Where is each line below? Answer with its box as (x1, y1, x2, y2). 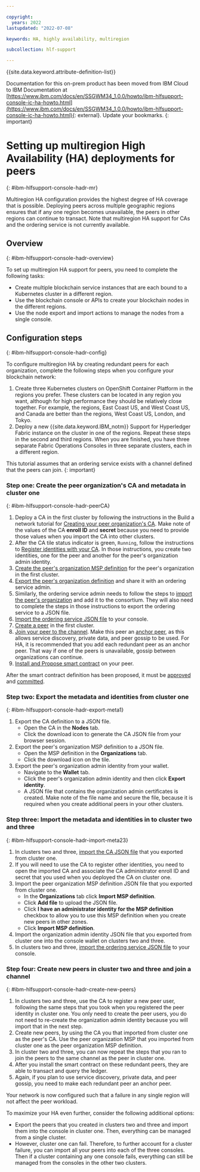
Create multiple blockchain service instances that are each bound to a (14, 283, 187, 291)
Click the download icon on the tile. (23, 756, 111, 763)
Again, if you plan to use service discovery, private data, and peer (14, 1073, 177, 1081)
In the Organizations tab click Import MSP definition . (23, 892, 156, 900)
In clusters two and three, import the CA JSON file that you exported (14, 848, 183, 855)
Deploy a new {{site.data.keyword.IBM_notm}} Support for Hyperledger (14, 423, 191, 430)
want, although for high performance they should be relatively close (14, 397, 182, 404)
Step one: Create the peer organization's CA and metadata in (6, 481, 186, 489)
